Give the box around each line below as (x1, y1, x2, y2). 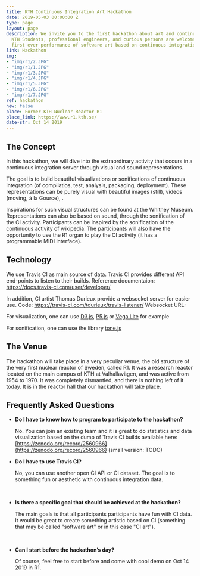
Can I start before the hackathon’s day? (14, 546, 115, 553)
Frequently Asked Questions (6, 400, 115, 410)
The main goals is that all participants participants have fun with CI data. (14, 510, 192, 518)
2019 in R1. (14, 564, 42, 571)
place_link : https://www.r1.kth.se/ (6, 114, 97, 120)
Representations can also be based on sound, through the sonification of (6, 212, 185, 219)
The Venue (6, 342, 48, 352)
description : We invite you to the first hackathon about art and (6, 31, 174, 37)
